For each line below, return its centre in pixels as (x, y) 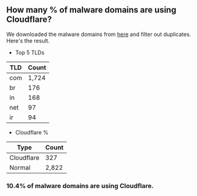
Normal (20, 167)
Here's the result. (28, 40)
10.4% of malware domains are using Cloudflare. (80, 186)
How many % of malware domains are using (91, 10)
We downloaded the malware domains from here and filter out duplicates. (99, 34)
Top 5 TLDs (30, 52)
